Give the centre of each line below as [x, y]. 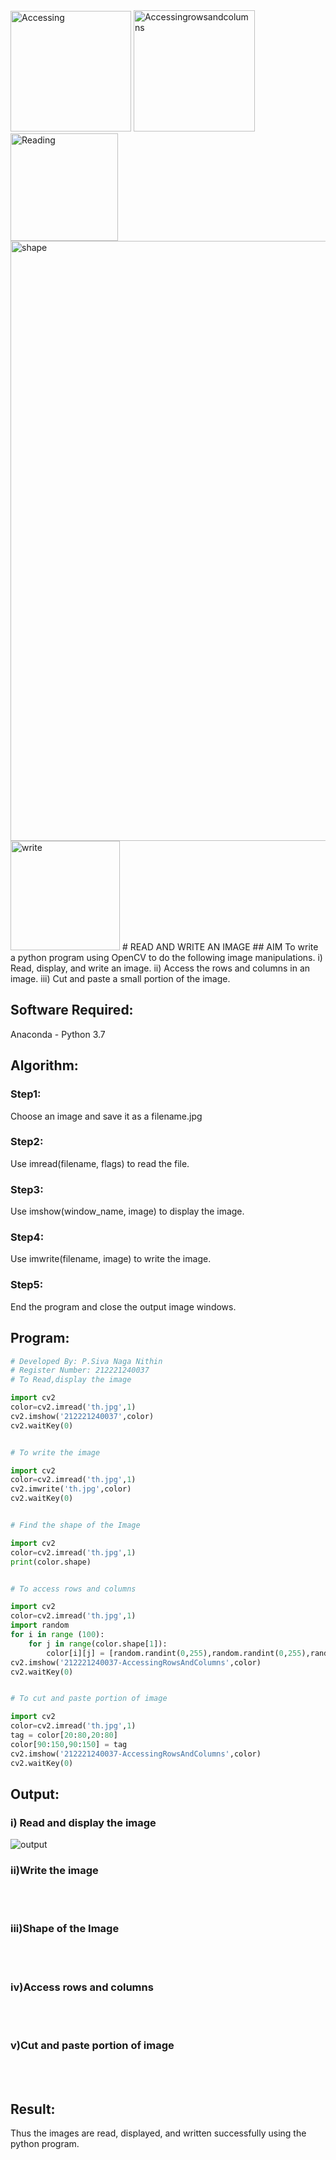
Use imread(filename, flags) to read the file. [100, 1163]
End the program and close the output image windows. [123, 1306]
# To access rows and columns [73, 1589]
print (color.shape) [51, 1562]
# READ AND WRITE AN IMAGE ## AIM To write [220, 947]
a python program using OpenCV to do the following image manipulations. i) [166, 957]
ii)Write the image [54, 1871]
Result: [33, 2109]
